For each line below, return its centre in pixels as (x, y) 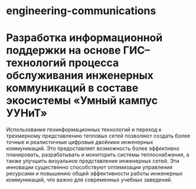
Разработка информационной (84, 38)
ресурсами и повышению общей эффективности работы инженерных (94, 174)
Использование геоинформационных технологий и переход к (84, 130)
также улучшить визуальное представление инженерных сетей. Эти (93, 161)
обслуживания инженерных (80, 76)
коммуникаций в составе (72, 88)
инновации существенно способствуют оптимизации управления (89, 167)
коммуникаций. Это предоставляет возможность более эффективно (93, 148)
